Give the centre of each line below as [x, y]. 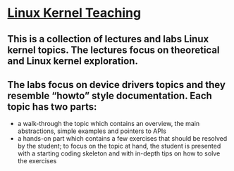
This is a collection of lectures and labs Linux [108, 39]
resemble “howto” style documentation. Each [110, 95]
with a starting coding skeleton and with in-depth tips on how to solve [119, 153]
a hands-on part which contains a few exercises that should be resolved [122, 139]
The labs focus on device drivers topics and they [116, 85]
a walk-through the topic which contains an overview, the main [109, 124]
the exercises [37, 161]
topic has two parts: [52, 107]
